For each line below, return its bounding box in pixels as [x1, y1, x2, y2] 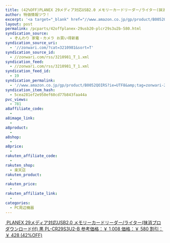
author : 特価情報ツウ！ [5, 12, 50, 17]
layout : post [5, 21, 33, 27]
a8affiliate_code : [5, 106, 44, 111]
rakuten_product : [5, 172, 42, 177]
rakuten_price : [5, 182, 37, 187]
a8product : [5, 125, 28, 130]
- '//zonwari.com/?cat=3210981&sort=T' [10, 45, 94, 50]
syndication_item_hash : [5, 87, 56, 93]
